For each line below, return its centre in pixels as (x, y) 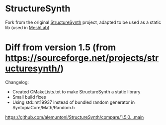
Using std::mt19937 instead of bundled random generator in (74, 102)
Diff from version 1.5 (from (61, 48)
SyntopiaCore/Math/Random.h (43, 107)
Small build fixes (29, 97)
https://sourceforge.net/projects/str (82, 58)
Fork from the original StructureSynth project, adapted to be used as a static (83, 22)
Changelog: (17, 82)
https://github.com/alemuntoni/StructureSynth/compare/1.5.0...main (75, 117)
